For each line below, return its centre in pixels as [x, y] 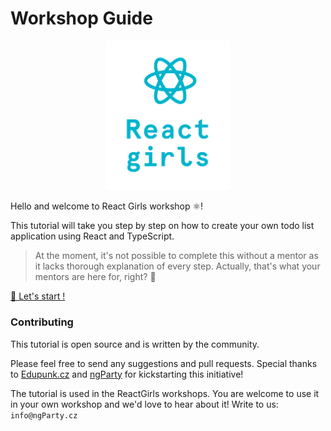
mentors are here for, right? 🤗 [95, 277]
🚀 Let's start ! [38, 296]
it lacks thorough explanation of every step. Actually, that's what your [177, 266]
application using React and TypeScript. [92, 236]
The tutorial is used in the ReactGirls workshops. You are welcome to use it [165, 393]
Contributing [42, 322]
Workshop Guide [81, 18]
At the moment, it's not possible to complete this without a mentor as [176, 256]
